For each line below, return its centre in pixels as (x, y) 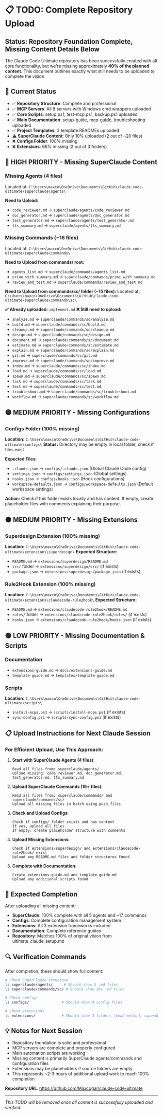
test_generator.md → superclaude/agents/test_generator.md (73, 220)
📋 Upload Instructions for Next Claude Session (78, 733)
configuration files (30, 1063)
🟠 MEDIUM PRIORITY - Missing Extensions (72, 520)
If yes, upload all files (38, 826)
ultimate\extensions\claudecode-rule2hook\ (50, 600)
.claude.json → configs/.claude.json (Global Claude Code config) (79, 469)
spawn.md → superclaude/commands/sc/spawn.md (59, 376)
